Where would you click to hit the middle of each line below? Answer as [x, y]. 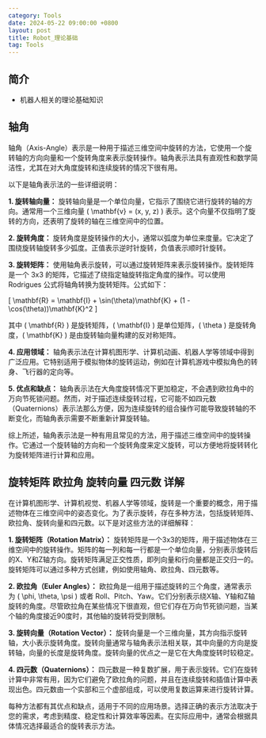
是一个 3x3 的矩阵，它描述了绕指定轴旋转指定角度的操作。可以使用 [117, 274]
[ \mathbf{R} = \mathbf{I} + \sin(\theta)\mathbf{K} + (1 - [99, 300]
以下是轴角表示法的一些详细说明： [64, 184]
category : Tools [35, 15]
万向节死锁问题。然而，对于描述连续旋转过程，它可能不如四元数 [112, 398]
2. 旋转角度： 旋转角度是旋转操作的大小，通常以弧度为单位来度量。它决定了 [131, 238]
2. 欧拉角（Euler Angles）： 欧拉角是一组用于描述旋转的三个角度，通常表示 [130, 586]
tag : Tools [26, 45]
